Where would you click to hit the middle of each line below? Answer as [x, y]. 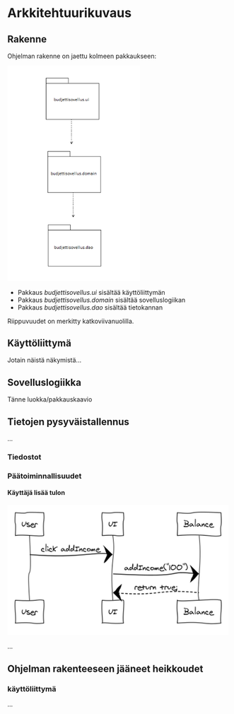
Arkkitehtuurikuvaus [70, 13]
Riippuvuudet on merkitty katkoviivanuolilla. [71, 321]
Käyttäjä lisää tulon [36, 493]
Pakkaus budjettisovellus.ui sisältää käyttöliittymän [91, 292]
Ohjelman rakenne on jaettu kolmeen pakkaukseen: [82, 56]
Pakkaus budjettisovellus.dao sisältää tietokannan [90, 307]
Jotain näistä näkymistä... [45, 360]
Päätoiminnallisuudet [45, 476]
